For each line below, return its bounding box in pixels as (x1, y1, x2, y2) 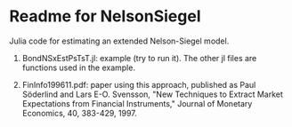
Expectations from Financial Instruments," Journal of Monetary (21, 98, 253, 108)
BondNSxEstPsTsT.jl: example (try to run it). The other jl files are (21, 52, 257, 63)
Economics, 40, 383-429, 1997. (21, 107, 138, 118)
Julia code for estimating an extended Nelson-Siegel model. (9, 36, 230, 46)
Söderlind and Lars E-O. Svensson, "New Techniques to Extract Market (21, 89, 283, 99)
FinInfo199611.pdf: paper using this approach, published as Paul (21, 79, 256, 90)
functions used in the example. (21, 62, 136, 73)
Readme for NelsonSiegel (9, 6, 201, 27)
